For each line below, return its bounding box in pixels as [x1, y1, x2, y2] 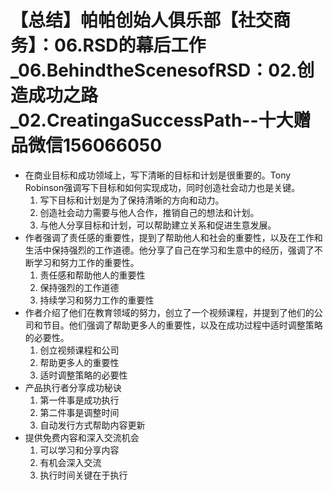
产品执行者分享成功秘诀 [24, 381, 122, 393]
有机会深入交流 [39, 456, 102, 468]
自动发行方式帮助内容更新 [39, 419, 146, 431]
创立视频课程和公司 [39, 344, 120, 356]
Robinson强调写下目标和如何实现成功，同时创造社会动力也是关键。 [24, 181, 301, 193]
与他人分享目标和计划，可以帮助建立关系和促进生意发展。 [39, 219, 277, 231]
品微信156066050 [10, 134, 163, 157]
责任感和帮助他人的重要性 [39, 269, 146, 281]
